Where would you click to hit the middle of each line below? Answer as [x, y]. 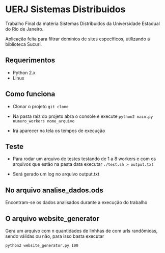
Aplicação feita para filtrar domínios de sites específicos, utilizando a [78, 39]
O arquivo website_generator [52, 219]
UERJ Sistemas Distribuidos [65, 9]
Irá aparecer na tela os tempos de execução [59, 131]
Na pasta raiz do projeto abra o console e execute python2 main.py [83, 116]
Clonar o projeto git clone [40, 106]
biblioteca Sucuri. [24, 44]
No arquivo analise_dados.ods [54, 190]
